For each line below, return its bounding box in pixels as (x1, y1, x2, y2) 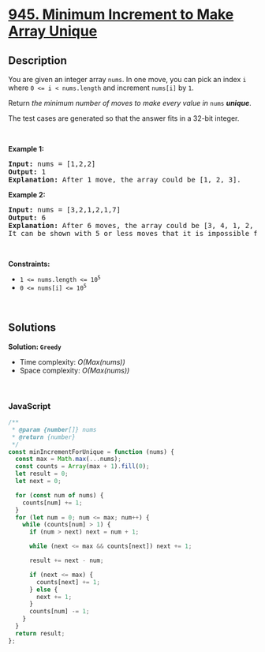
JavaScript (8, 400, 51, 411)
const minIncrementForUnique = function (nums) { (8, 448, 175, 455)
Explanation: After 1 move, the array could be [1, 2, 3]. (8, 175, 242, 184)
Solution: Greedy (8, 342, 62, 351)
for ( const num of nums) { (15, 491, 104, 499)
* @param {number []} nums (11, 425, 97, 433)
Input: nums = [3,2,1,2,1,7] (8, 205, 121, 214)
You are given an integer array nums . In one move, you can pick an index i (8, 75, 247, 84)
